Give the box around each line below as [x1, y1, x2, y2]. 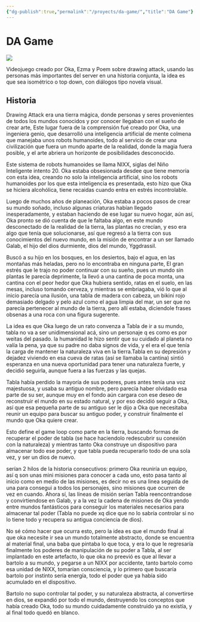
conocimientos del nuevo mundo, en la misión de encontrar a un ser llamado [6, 236, 194, 243]
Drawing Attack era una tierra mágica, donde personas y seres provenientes [6, 111, 194, 118]
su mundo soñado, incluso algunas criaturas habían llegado [6, 204, 153, 212]
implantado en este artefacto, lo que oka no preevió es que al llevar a [6, 553, 176, 560]
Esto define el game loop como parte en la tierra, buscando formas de [6, 428, 179, 436]
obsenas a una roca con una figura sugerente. [6, 311, 120, 318]
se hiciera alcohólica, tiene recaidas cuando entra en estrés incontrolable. [6, 186, 188, 194]
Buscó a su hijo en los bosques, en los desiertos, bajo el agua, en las [6, 254, 176, 261]
